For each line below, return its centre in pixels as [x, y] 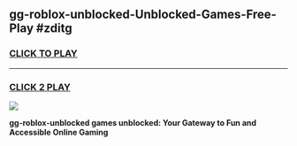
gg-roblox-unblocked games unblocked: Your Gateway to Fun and [133, 122]
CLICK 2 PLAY [40, 87]
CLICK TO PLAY [43, 54]
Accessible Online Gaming [59, 132]
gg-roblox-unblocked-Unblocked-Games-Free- [143, 15]
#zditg [54, 29]
